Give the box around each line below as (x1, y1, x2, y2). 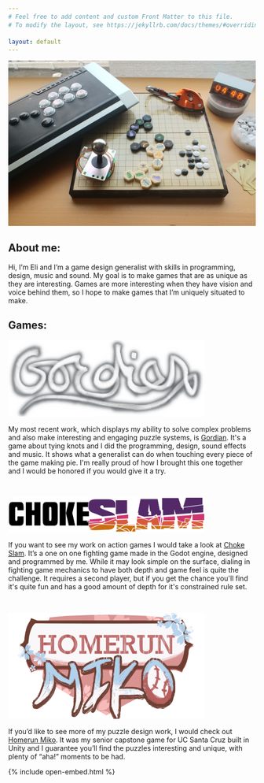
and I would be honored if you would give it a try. (8, 466, 167, 476)
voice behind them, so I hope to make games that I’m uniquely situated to (8, 288, 245, 297)
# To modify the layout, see (8, 20, 104, 29)
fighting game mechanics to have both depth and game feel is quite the (8, 565, 240, 574)
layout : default (8, 38, 61, 46)
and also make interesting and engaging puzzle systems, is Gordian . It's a (8, 433, 247, 443)
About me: (8, 241, 61, 255)
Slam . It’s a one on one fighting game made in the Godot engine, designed (8, 548, 248, 558)
